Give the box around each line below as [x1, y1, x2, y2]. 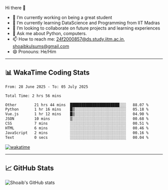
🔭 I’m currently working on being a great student [12, 15, 112, 20]
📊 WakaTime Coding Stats [5, 68, 90, 77]
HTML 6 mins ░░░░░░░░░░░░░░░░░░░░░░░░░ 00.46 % [5, 125, 149, 130]
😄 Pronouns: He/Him [12, 49, 56, 55]
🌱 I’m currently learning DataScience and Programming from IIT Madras [12, 20, 160, 26]
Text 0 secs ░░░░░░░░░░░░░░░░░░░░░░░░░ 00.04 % [5, 135, 149, 140]
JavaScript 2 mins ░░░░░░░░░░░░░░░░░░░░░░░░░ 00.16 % [5, 130, 149, 135]
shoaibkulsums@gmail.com [12, 43, 69, 49]
